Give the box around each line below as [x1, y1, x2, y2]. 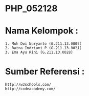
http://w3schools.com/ [5, 82, 51, 87]
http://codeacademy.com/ [5, 86, 56, 92]
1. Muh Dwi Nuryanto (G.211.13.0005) [5, 41, 82, 46]
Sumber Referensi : [5, 66, 85, 77]
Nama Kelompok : [5, 25, 79, 37]
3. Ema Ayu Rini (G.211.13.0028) [5, 50, 73, 55]
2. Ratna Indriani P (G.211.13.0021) [5, 46, 82, 51]
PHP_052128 [5, 3, 58, 14]
